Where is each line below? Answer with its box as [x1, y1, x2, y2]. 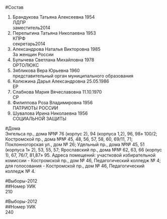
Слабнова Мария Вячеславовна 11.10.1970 [12, 89, 102, 95]
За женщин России [12, 51, 54, 57]
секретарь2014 [12, 41, 46, 47]
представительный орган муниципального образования [12, 73, 133, 79]
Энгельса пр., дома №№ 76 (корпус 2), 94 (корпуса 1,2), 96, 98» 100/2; [5, 131, 157, 136]
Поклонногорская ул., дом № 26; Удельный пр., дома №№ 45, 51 [5, 141, 145, 148]
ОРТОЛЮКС [12, 62, 39, 68]
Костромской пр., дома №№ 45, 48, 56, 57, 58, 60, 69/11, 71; [5, 136, 133, 142]
